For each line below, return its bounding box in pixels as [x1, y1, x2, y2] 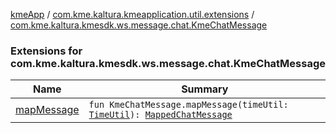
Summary [181, 82, 229, 96]
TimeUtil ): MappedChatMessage [88, 109, 233, 121]
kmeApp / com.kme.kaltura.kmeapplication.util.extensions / [10, 9, 255, 20]
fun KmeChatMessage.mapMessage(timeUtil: [88, 99, 289, 111]
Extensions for [10, 44, 83, 58]
